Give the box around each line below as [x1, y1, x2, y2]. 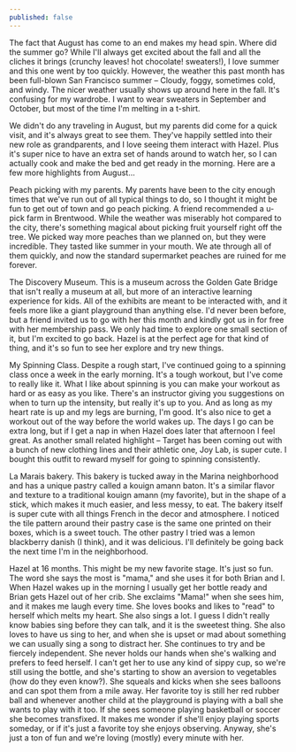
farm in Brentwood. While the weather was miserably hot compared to [26, 212, 282, 223]
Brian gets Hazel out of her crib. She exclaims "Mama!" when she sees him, [9, 591, 285, 602]
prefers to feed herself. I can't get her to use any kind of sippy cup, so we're [9, 656, 286, 668]
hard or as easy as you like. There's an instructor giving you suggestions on [9, 388, 285, 398]
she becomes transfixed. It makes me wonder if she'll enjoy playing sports [9, 713, 280, 724]
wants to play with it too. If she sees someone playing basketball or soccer [9, 704, 281, 715]
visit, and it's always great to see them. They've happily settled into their [9, 129, 273, 140]
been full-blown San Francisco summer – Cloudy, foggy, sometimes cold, [9, 74, 276, 85]
